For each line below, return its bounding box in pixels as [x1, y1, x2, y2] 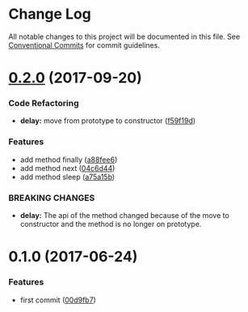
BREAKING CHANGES [8, 192, 95, 203]
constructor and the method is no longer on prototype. [19, 220, 202, 229]
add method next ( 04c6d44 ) [19, 163, 116, 173]
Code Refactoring [8, 98, 79, 109]
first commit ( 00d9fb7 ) [19, 295, 97, 305]
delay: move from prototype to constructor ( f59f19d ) [19, 116, 196, 126]
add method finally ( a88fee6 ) [19, 155, 118, 165]
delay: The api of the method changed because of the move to [19, 211, 230, 220]
